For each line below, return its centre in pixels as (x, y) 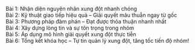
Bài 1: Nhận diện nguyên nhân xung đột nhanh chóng (71, 9)
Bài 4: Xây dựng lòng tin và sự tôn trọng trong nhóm (70, 28)
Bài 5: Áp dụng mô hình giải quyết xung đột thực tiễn (71, 34)
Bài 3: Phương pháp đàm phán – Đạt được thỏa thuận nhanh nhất (86, 21)
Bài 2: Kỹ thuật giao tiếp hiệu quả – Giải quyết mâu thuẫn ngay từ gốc (91, 15)
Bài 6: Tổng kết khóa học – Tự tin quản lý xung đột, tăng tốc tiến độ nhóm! (97, 41)
